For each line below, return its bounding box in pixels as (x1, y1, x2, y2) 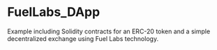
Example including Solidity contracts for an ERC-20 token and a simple (7, 27, 211, 35)
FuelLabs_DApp (7, 4, 100, 20)
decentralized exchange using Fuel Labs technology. (7, 34, 159, 42)
